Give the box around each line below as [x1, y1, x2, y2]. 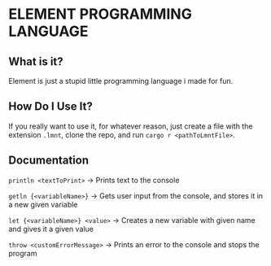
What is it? [8, 55, 63, 68]
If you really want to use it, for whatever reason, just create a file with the [8, 121, 253, 131]
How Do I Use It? [8, 99, 94, 114]
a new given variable [8, 199, 78, 209]
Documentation [8, 154, 90, 168]
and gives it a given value [8, 224, 94, 233]
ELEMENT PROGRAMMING [8, 5, 193, 24]
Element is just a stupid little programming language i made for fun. [8, 76, 234, 85]
